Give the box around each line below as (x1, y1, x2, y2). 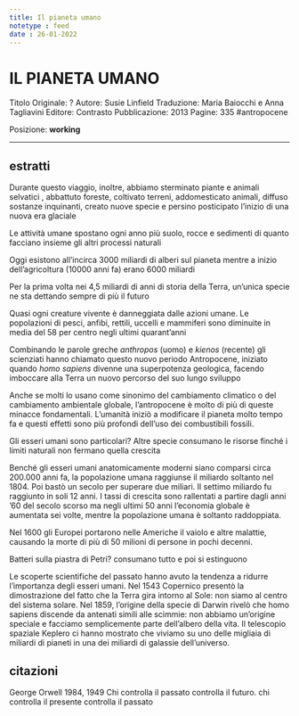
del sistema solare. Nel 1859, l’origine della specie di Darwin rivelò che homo (9, 599, 290, 611)
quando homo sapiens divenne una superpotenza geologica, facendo (9, 363, 264, 374)
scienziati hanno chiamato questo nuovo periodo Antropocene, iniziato (9, 354, 269, 365)
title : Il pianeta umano (9, 12, 101, 22)
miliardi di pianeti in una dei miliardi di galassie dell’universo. (9, 638, 230, 648)
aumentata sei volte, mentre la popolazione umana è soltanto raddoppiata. (9, 510, 282, 521)
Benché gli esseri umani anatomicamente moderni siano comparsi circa (9, 463, 271, 473)
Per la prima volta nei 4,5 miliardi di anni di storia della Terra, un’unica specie (9, 282, 290, 292)
